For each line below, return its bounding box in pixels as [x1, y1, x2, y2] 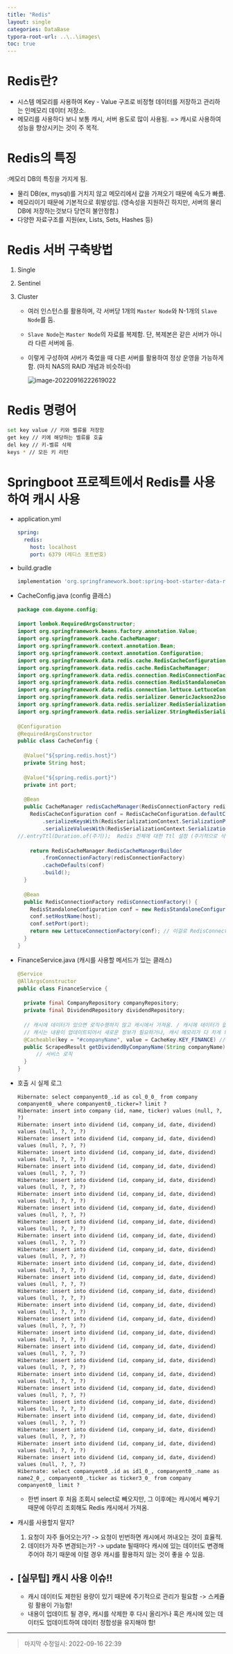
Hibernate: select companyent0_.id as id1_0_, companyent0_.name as [17, 1468, 220, 1475]
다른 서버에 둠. [35, 338, 74, 347]
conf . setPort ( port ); [30, 921, 89, 928]
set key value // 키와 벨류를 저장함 [7, 426, 105, 433]
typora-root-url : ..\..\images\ [7, 33, 101, 40]
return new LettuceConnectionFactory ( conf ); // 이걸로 [30, 928, 187, 935]
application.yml [17, 515, 61, 523]
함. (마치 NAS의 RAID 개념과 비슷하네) [27, 362, 131, 370]
